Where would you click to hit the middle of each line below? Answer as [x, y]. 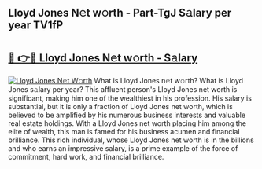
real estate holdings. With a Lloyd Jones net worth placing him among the [127, 123]
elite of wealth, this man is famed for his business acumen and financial [124, 132]
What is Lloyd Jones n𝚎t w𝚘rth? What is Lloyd [169, 81]
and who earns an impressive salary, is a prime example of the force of [123, 148]
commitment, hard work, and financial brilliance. [86, 157]
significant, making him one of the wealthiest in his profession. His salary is [130, 98]
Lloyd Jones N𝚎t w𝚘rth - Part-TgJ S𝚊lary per [120, 13]
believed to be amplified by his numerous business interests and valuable [127, 115]
